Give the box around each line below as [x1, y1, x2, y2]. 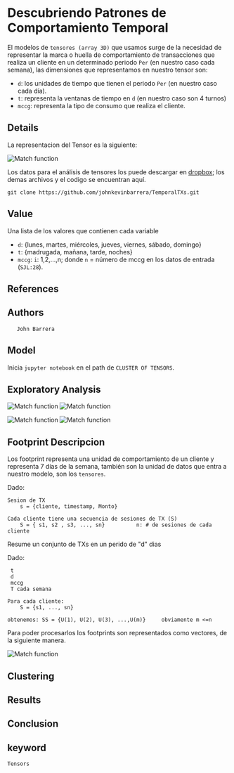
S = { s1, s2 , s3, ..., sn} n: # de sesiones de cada [20, 521, 212, 528]
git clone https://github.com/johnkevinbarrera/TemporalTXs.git [7, 188, 200, 196]
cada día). [17, 86, 47, 95]
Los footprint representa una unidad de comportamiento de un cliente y [7, 455, 214, 463]
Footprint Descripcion [7, 436, 105, 448]
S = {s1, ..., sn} [20, 604, 74, 611]
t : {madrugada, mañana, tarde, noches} [17, 247, 134, 256]
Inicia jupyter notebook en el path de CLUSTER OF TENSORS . [7, 363, 174, 372]
